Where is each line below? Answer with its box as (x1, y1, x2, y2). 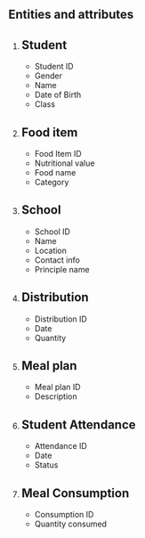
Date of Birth (34, 89, 82, 101)
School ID (34, 226, 70, 237)
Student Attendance (20, 417, 136, 432)
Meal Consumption (20, 485, 130, 501)
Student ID (34, 61, 74, 72)
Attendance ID (34, 441, 88, 452)
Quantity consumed (34, 518, 108, 529)
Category (34, 177, 69, 188)
